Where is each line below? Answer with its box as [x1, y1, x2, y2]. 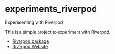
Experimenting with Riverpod [5, 19, 63, 25]
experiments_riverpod [5, 3, 97, 15]
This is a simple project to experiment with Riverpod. [5, 29, 111, 35]
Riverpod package [12, 38, 49, 44]
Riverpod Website [12, 43, 48, 49]
